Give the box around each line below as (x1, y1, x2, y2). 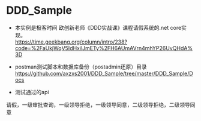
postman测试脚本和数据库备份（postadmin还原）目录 (14, 63, 147, 70)
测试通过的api (14, 88, 49, 95)
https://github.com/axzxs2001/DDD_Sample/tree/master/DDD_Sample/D (14, 70, 193, 77)
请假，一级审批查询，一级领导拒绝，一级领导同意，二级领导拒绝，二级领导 (6, 101, 190, 108)
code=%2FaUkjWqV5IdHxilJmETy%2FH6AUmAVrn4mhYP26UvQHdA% (14, 44, 193, 51)
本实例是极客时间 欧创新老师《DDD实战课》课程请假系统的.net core (14, 24, 182, 31)
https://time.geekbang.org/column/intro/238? (14, 38, 128, 45)
